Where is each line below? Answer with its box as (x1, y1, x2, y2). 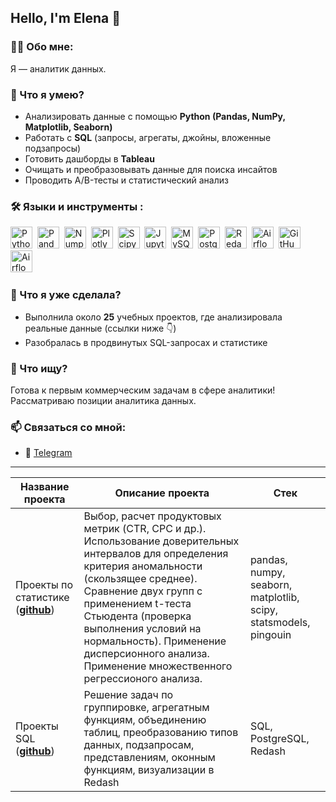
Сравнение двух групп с (83, 584, 203, 598)
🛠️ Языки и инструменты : (10, 199, 144, 213)
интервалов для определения (83, 547, 229, 561)
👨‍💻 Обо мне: (10, 40, 74, 54)
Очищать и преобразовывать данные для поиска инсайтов (24, 163, 278, 175)
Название (19, 480, 70, 494)
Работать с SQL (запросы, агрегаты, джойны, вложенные (24, 131, 272, 143)
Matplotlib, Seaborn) (24, 121, 113, 133)
